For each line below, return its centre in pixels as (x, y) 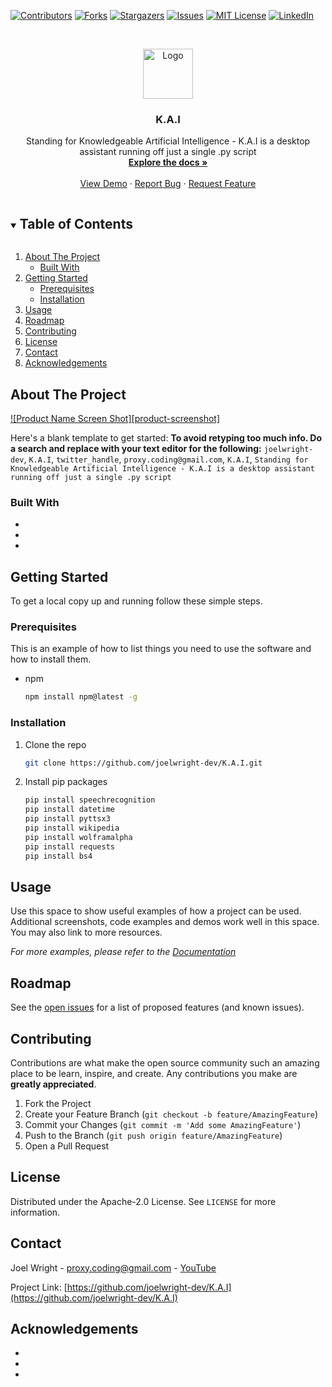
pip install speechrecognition (90, 800)
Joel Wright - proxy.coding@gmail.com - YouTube (113, 1267)
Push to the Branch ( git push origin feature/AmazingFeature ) (153, 1135)
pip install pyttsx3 (67, 819)
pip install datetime (69, 810)
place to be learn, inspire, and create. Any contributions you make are (154, 1073)
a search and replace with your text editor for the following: (136, 448)
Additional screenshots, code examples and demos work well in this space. (165, 922)
